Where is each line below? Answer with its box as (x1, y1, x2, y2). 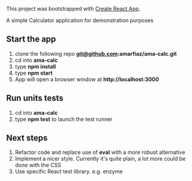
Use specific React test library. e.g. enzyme (14, 168, 123, 175)
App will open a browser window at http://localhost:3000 (14, 75, 159, 83)
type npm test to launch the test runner (14, 115, 113, 123)
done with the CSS (14, 162, 61, 169)
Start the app (6, 34, 56, 44)
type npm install (14, 63, 56, 70)
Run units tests (6, 93, 64, 103)
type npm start (14, 69, 53, 76)
